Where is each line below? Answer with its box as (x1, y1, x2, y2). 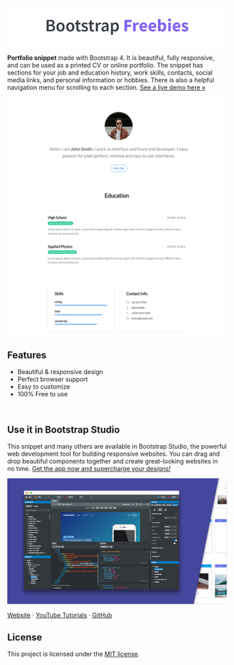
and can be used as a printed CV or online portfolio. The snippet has (7, 61, 203, 69)
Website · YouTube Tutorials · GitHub (7, 611, 113, 620)
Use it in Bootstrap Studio (7, 424, 120, 435)
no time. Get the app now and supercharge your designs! (7, 465, 171, 473)
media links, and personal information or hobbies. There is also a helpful (7, 75, 214, 84)
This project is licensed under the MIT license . (7, 650, 140, 658)
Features (7, 349, 47, 361)
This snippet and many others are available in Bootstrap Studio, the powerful (7, 442, 227, 451)
